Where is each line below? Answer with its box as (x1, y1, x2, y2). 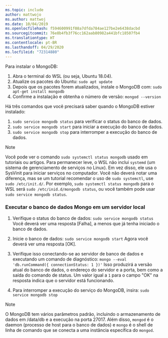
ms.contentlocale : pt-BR (5, 40, 57, 45)
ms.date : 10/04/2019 (5, 21, 49, 27)
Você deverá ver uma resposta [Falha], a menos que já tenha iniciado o (12, 220, 159, 226)
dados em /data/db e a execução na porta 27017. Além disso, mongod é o (5, 316, 154, 322)
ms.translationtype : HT (5, 36, 55, 41)
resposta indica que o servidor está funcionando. (12, 277, 114, 283)
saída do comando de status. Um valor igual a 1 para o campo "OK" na (12, 272, 159, 278)
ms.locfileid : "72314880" (5, 49, 59, 54)
